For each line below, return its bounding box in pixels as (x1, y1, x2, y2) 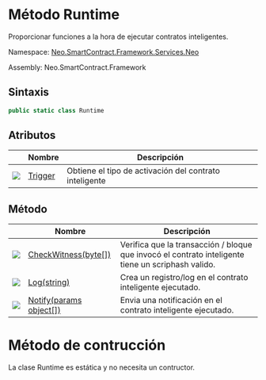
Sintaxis (8, 86, 50, 99)
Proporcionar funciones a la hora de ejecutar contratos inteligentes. (8, 32, 229, 41)
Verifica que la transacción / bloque (120, 240, 253, 251)
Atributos (8, 129, 56, 142)
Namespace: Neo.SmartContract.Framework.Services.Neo (8, 47, 199, 56)
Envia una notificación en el (120, 295, 223, 306)
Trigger (28, 171, 55, 182)
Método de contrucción (8, 336, 166, 355)
